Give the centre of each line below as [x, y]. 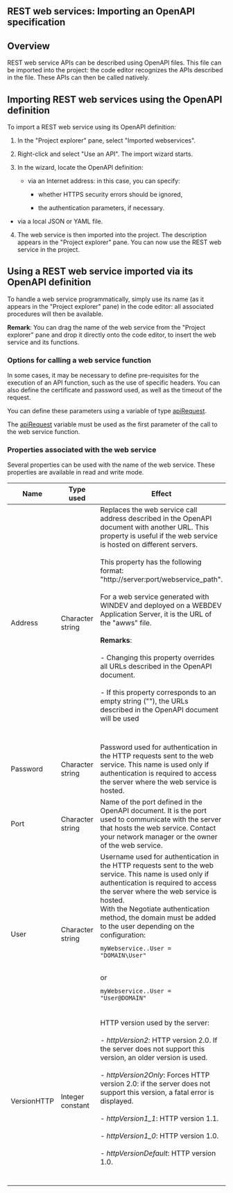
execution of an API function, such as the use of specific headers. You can [114, 383]
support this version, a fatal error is [157, 1093]
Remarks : [116, 641]
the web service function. [44, 432]
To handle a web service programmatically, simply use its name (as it [106, 299]
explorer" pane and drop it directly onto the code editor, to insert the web [112, 335]
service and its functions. [43, 342]
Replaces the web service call [149, 510]
